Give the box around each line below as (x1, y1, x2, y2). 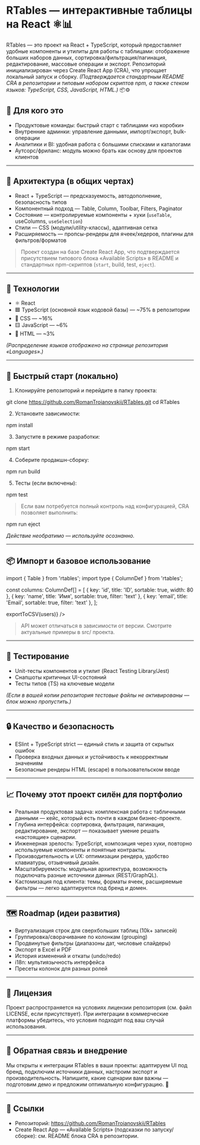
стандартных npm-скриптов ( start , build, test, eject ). (20, 261, 156, 268)
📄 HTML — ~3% (14, 330, 55, 338)
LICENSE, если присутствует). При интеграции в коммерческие (6, 1011, 168, 1018)
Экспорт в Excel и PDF (14, 946, 72, 953)
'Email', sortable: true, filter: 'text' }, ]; (6, 599, 98, 606)
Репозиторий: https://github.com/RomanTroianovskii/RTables (14, 1119, 166, 1126)
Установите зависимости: (14, 410, 80, 417)
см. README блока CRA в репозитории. (37, 1132, 139, 1139)
